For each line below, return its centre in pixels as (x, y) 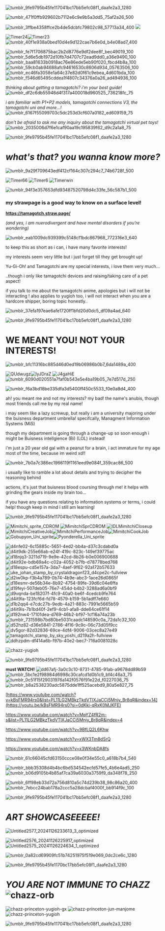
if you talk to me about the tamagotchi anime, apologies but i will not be (78, 291)
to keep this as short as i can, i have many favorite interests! (66, 247)
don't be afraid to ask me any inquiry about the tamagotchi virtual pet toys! (82, 122)
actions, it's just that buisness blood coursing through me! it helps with (77, 487)
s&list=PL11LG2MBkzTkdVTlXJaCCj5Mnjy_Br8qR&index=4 (64, 720)
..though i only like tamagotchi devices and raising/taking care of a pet (77, 276)
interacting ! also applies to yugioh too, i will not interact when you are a (78, 296)
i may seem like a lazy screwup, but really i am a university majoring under (81, 413)
